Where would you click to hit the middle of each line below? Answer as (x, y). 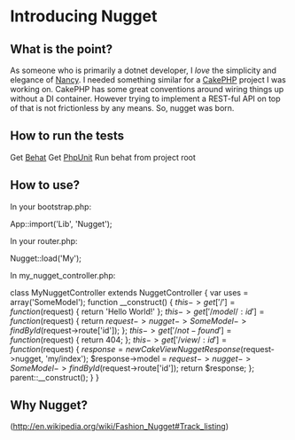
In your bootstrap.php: (51, 207)
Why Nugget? (49, 405)
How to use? (45, 185)
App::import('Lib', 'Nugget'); (62, 224)
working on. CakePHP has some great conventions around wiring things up (147, 89)
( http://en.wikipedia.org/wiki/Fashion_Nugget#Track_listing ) (120, 427)
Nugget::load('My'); (46, 258)
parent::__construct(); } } (55, 377)
